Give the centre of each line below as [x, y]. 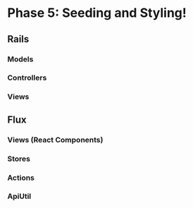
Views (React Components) [55, 140]
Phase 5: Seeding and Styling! [97, 13]
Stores [19, 159]
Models [20, 59]
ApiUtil [19, 197]
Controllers [27, 78]
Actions [21, 178]
